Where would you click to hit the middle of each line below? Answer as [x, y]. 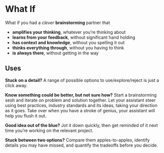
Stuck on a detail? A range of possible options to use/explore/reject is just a [82, 80]
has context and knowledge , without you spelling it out [68, 42]
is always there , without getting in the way [55, 53]
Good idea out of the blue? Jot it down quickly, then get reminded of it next [82, 125]
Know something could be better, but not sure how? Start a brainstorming [81, 95]
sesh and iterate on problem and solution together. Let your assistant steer [81, 100]
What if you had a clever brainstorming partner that [58, 23]
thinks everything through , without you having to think [68, 48]
